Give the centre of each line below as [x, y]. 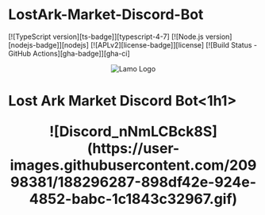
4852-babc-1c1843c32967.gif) [133, 199]
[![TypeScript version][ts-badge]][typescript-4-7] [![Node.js [106, 36]
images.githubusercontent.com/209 [133, 165]
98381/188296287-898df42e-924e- [133, 182]
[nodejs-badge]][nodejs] [49, 44]
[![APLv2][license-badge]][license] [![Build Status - [174, 44]
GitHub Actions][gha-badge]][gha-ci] [69, 53]
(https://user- [133, 149]
